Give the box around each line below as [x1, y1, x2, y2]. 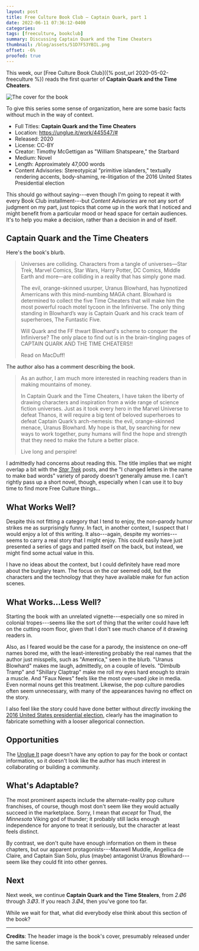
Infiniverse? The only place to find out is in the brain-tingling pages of [20, 334, 191, 341]
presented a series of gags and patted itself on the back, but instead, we [6, 543, 184, 550]
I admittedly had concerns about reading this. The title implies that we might [6, 459, 192, 467]
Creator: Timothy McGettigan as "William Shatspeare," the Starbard [14, 148, 179, 155]
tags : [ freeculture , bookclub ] [6, 31, 84, 37]
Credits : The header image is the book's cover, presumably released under [6, 933, 190, 940]
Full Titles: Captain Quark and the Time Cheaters [14, 122, 136, 129]
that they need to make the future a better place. [20, 437, 139, 444]
